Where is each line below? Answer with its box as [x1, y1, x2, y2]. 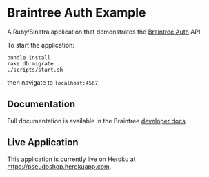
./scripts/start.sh [7, 66, 63, 73]
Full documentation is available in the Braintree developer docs [7, 116, 186, 125]
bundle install [7, 54, 51, 61]
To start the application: [7, 41, 74, 49]
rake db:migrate [7, 60, 54, 67]
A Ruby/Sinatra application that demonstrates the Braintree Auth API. [7, 28, 202, 36]
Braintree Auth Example [7, 5, 146, 21]
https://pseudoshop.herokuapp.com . [7, 162, 112, 170]
